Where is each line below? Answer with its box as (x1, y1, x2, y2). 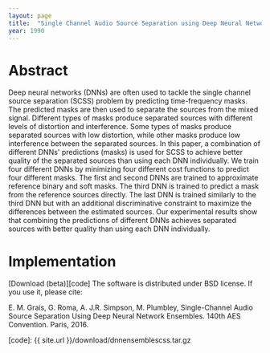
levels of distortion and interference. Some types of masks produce (8, 122, 232, 132)
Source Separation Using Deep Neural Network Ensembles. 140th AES (8, 311, 241, 321)
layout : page (8, 11, 52, 20)
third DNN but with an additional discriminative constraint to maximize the (8, 198, 252, 209)
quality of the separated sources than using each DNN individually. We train (8, 156, 260, 165)
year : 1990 (8, 26, 45, 34)
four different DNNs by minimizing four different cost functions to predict (8, 164, 249, 174)
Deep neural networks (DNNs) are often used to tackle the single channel (8, 87, 252, 97)
